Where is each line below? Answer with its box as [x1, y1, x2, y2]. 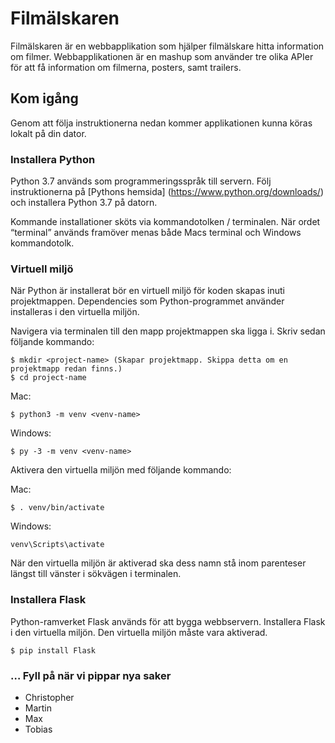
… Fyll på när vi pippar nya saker [10, 668, 172, 682]
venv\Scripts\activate [10, 540, 105, 550]
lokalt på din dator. [10, 127, 87, 139]
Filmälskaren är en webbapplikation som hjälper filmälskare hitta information [10, 40, 325, 52]
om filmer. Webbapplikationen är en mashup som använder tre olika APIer [10, 50, 314, 62]
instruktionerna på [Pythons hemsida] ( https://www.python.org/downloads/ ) [10, 186, 325, 198]
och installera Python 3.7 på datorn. [10, 197, 158, 209]
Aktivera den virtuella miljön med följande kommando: [10, 464, 232, 476]
